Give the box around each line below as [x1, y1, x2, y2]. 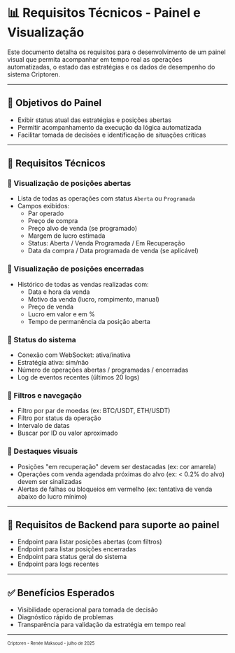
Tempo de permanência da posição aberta [27, 317, 150, 325]
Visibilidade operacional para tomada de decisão [17, 605, 159, 614]
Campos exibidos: [17, 202, 70, 210]
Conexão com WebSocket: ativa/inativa [17, 351, 131, 359]
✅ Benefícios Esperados [7, 586, 115, 599]
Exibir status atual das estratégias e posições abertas [17, 116, 171, 124]
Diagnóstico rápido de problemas [17, 613, 114, 621]
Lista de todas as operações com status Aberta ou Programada [17, 194, 196, 203]
